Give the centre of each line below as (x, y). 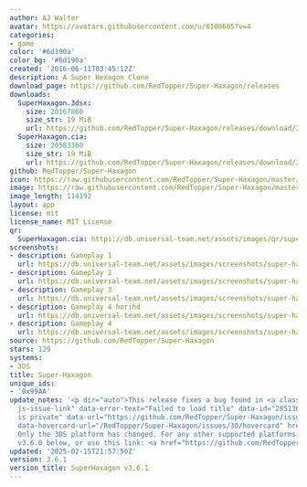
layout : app (32, 205)
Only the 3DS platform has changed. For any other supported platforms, (159, 434)
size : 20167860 (55, 111)
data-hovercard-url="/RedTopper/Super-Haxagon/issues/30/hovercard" (151, 426)
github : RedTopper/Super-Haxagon (73, 171)
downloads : (30, 94)
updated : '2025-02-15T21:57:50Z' (73, 451)
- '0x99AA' (30, 392)
